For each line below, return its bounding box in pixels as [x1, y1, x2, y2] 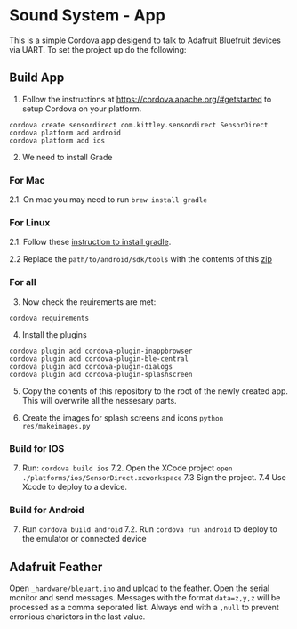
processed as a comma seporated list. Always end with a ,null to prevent [9, 602, 280, 613]
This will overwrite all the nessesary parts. [21, 395, 177, 405]
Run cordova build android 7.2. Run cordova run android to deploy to [21, 524, 278, 535]
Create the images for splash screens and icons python [21, 412, 224, 423]
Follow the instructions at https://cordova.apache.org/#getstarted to [21, 94, 272, 104]
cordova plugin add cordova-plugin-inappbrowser [9, 347, 193, 355]
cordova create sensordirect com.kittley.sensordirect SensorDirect [9, 120, 269, 129]
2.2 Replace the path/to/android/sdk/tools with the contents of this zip [9, 254, 273, 265]
